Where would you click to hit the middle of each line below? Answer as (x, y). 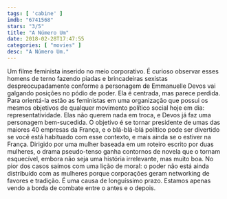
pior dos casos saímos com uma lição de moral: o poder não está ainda (108, 166)
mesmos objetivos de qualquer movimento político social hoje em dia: (106, 108)
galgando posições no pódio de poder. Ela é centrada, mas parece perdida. (114, 93)
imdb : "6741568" (30, 20)
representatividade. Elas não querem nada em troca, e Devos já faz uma (109, 115)
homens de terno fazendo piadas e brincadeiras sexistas (88, 78)
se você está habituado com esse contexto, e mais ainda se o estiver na (109, 137)
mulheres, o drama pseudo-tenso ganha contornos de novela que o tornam (114, 151)
